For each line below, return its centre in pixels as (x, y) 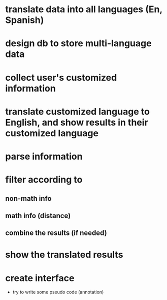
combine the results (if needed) (56, 233)
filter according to (44, 180)
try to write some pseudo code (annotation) (58, 292)
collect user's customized (61, 78)
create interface (40, 278)
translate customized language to (77, 112)
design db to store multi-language (78, 43)
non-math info (28, 199)
